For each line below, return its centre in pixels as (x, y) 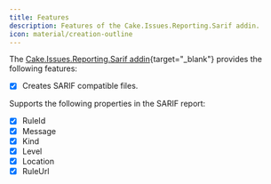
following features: (44, 68)
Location (38, 161)
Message (39, 131)
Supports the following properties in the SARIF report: (108, 104)
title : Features (39, 17)
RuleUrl (36, 171)
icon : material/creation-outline (71, 34)
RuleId (34, 121)
